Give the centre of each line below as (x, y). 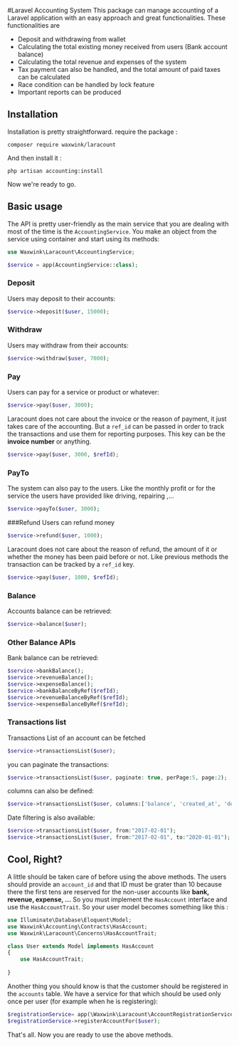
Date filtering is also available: (51, 817)
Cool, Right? (35, 860)
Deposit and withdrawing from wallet (71, 39)
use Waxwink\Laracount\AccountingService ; (71, 252)
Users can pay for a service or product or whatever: (84, 392)
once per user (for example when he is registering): (83, 1001)
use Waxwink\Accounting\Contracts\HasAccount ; (78, 926)
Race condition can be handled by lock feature (86, 84)
